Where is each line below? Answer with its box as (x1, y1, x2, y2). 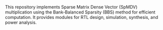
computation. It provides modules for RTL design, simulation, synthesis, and (5, 15, 158, 20)
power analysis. (5, 19, 37, 25)
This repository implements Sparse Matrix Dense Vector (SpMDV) (5, 4, 138, 10)
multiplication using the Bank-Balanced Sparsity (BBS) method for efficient (5, 9, 156, 15)
